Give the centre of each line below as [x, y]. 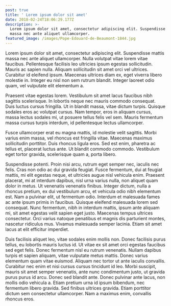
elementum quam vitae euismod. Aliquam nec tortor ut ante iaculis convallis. [86, 261]
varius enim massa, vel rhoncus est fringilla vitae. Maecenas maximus [79, 138]
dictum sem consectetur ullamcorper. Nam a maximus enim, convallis [78, 293]
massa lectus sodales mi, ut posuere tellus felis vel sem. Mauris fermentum [84, 117]
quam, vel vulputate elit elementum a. [45, 85]
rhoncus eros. [20, 299]
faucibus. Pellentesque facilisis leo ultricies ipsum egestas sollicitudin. [79, 64]
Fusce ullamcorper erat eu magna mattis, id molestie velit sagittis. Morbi [81, 132]
